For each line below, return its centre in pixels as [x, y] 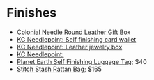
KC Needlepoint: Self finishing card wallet [76, 39]
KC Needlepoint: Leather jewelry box [69, 47]
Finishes [32, 13]
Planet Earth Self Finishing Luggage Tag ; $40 [82, 61]
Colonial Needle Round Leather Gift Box [74, 32]
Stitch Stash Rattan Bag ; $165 [59, 69]
